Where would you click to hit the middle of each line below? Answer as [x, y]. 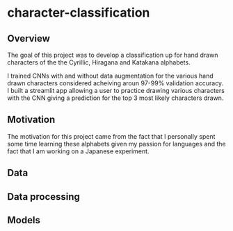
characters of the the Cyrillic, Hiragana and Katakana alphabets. [99, 62]
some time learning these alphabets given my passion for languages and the [116, 144]
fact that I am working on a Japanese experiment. [78, 151]
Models [24, 220]
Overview [29, 38]
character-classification [79, 13]
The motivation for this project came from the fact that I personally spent [111, 136]
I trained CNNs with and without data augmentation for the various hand [110, 76]
